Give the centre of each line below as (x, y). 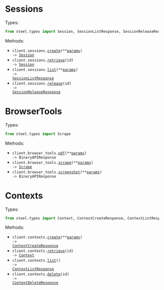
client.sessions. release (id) (42, 83)
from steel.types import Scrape (38, 134)
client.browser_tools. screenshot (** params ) (57, 172)
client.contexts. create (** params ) (47, 237)
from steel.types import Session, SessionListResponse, (63, 31)
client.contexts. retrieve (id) (43, 251)
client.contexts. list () (36, 261)
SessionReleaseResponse (36, 92)
